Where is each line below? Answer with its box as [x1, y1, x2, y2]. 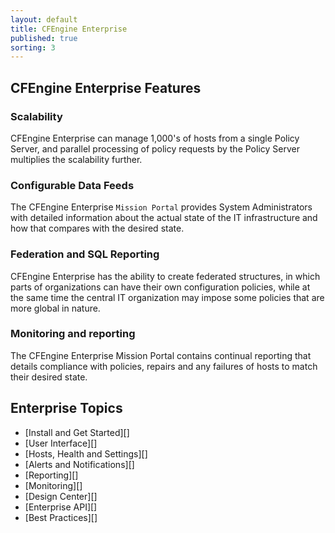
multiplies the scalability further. [10, 153, 143, 165]
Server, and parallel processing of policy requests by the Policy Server [10, 142, 300, 155]
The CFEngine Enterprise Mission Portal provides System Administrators [10, 201, 313, 213]
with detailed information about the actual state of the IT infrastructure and [10, 212, 318, 224]
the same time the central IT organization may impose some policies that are [10, 291, 325, 303]
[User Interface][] [24, 437, 98, 449]
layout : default [10, 14, 78, 25]
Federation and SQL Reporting [10, 247, 160, 261]
